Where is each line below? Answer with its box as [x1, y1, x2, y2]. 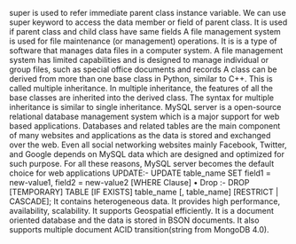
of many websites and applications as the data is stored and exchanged [9, 130, 271, 140]
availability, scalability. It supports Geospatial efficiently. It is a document [9, 206, 275, 216]
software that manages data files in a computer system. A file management [9, 45, 284, 56]
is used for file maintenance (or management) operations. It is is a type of [9, 35, 277, 46]
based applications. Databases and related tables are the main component [9, 121, 281, 131]
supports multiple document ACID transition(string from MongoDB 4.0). [9, 224, 269, 234]
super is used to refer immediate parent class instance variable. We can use [9, 8, 286, 18]
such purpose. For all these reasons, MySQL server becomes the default [9, 159, 275, 169]
